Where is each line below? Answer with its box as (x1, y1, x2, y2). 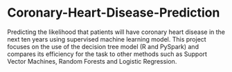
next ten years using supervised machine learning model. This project (7, 35, 206, 43)
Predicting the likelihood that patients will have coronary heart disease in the (7, 28, 225, 36)
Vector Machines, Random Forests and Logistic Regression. (7, 57, 177, 65)
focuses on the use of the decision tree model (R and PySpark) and (7, 42, 199, 51)
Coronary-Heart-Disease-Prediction (7, 5, 220, 21)
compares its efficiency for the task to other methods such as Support (7, 50, 208, 58)
